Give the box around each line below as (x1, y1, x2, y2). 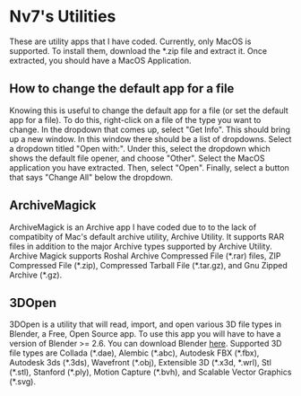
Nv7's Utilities (9, 6, 116, 27)
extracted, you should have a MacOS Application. (9, 55, 192, 66)
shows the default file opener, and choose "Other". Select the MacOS (9, 153, 265, 163)
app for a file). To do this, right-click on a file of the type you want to (9, 114, 262, 125)
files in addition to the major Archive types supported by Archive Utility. (9, 241, 272, 251)
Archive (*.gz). (9, 269, 63, 280)
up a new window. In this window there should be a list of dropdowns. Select (9, 133, 292, 145)
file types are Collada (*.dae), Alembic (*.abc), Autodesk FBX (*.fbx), (9, 348, 260, 358)
